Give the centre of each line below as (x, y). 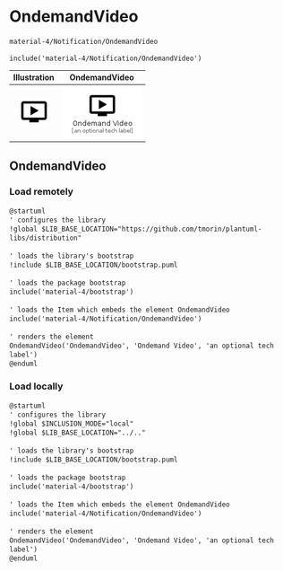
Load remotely (42, 191)
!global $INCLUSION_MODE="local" (72, 424)
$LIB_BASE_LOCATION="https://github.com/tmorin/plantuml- (152, 229)
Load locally (36, 386)
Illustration (34, 77)
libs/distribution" (46, 238)
